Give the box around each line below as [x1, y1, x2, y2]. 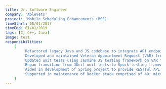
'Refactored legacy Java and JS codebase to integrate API [23, 48, 147, 53]
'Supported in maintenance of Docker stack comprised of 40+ [23, 72, 152, 77]
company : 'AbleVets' [5, 12, 48, 17]
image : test [5, 35, 30, 40]
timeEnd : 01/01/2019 [5, 26, 48, 31]
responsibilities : [5, 40, 43, 44]
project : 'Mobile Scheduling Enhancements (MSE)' [5, 16, 110, 21]
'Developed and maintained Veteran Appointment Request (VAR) [23, 53, 154, 58]
